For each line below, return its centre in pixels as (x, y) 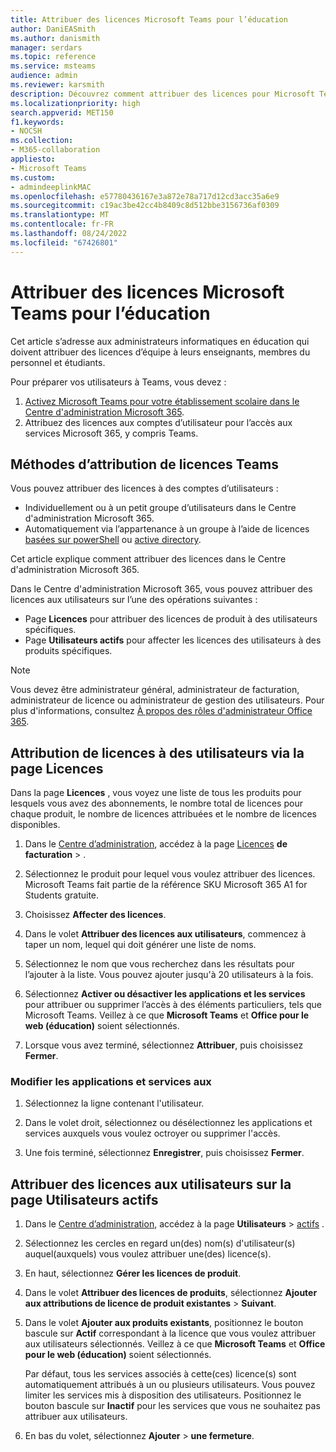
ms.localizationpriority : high (75, 103)
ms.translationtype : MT (60, 215)
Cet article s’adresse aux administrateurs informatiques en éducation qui (160, 341)
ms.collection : (42, 141)
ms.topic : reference (53, 57)
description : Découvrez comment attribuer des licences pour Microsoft (162, 94)
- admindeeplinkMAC (51, 187)
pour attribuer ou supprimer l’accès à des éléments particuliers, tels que (173, 1005)
